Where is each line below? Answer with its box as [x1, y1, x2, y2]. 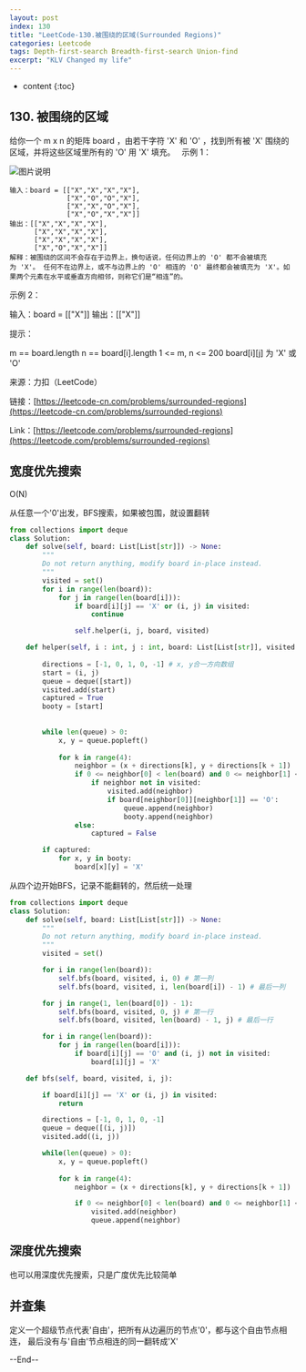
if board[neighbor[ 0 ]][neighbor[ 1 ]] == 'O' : [107, 795, 280, 804]
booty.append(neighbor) [123, 812, 214, 821]
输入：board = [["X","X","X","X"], [9, 186, 140, 195]
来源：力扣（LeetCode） [9, 376, 103, 387]
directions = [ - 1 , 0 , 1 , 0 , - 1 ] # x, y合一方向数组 [42, 659, 234, 669]
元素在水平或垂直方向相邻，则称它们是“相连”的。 [29, 272, 188, 281]
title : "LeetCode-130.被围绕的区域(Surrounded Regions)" [9, 30, 222, 39]
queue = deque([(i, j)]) [42, 1123, 137, 1133]
